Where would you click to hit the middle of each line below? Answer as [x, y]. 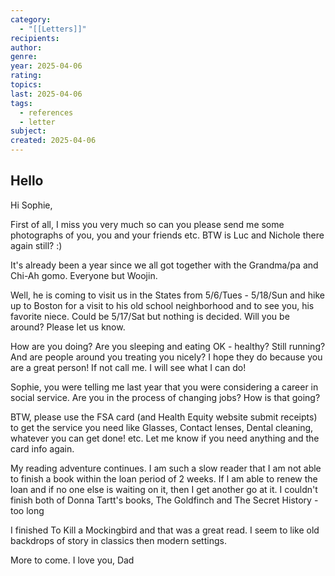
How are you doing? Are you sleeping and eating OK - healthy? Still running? [168, 346]
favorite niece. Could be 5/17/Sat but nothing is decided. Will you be [150, 316]
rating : [26, 76]
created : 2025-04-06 [53, 141]
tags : [21, 103]
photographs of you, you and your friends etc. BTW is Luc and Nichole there [167, 235]
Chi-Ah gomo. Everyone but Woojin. [84, 275]
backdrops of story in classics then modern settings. [118, 540]
